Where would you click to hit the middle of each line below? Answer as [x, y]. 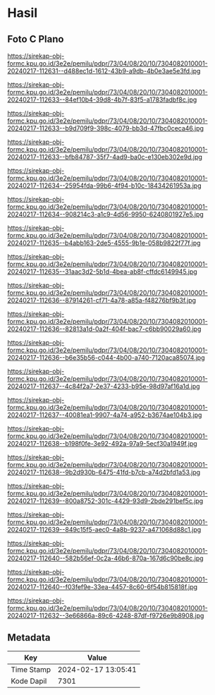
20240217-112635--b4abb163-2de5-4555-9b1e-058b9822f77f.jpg [104, 243]
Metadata [29, 637]
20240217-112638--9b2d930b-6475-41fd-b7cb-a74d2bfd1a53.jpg [104, 472]
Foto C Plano [36, 39]
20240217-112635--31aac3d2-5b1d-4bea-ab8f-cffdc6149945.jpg [102, 272]
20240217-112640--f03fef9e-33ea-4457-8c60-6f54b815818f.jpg [103, 587]
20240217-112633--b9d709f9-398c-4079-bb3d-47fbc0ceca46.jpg [106, 128]
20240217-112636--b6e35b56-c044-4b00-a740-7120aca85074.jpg [106, 357]
